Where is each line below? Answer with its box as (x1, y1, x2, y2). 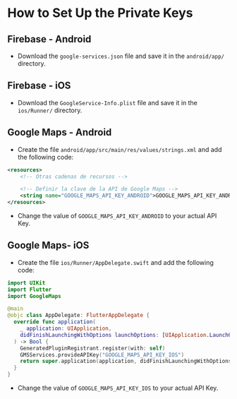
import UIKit (7, 279, 46, 287)
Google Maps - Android (7, 126, 112, 138)
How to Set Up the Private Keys (7, 5, 193, 21)
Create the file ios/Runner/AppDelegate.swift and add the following (17, 258, 214, 266)
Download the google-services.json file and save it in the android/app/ (17, 52, 224, 60)
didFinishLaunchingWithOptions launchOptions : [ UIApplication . (20, 331, 210, 338)
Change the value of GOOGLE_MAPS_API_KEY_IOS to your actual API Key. (17, 383, 219, 393)
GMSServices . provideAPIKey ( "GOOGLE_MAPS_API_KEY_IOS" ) (20, 351, 185, 358)
